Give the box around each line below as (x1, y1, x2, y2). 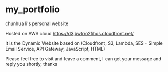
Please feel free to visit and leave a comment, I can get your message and (5, 55, 161, 62)
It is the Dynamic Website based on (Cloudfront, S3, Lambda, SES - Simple (5, 40, 163, 46)
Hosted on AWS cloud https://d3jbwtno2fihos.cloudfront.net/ (5, 30, 134, 36)
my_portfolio (5, 4, 60, 15)
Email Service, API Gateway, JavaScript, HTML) (5, 45, 106, 52)
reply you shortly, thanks (5, 61, 58, 67)
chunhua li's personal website (5, 20, 69, 27)
